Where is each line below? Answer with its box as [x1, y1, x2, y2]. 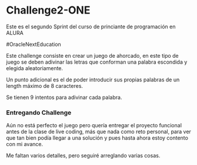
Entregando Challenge [6, 108, 72, 117]
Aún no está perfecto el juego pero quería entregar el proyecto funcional [6, 122, 182, 129]
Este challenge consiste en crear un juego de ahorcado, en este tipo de [6, 52, 179, 59]
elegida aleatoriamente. [6, 64, 64, 71]
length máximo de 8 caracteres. [6, 82, 84, 89]
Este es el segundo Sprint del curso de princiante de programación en [6, 23, 176, 30]
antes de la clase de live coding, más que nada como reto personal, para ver [6, 128, 191, 136]
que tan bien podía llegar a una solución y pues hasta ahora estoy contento [6, 134, 188, 141]
